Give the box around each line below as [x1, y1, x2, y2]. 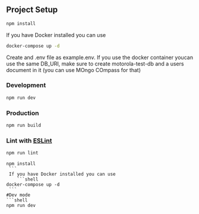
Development [6, 81, 46, 89]
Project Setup [6, 5, 58, 15]
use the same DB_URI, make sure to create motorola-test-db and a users [6, 60, 184, 67]
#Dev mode [6, 192, 31, 199]
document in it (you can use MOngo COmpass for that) [6, 66, 141, 73]
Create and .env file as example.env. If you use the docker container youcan [6, 54, 194, 61]
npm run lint [6, 150, 39, 156]
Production [6, 108, 39, 117]
